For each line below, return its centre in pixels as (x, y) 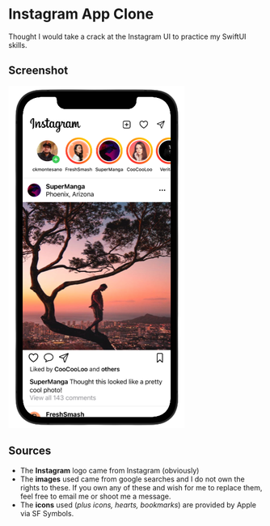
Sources (30, 451)
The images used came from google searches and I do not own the (132, 479)
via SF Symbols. (47, 513)
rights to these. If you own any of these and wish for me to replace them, (141, 487)
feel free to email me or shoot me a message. (95, 496)
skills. (18, 45)
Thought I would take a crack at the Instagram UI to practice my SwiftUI (127, 36)
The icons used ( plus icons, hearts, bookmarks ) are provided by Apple (138, 505)
